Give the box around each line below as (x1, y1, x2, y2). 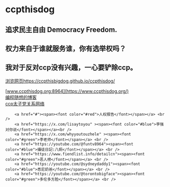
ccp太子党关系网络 (5, 100, 45, 107)
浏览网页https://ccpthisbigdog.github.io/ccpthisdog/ (5, 78, 115, 84)
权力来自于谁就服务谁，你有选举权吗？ (5, 44, 126, 53)
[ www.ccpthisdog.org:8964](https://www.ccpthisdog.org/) (5, 88, 129, 94)
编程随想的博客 (5, 94, 37, 100)
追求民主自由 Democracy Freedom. (5, 25, 117, 34)
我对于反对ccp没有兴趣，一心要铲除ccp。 (5, 63, 137, 72)
